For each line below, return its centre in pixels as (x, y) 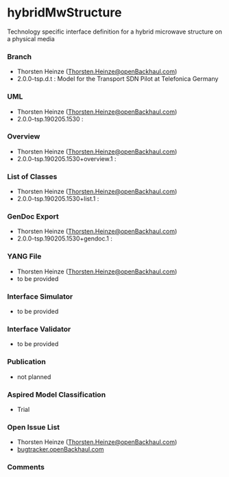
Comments (26, 467)
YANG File (24, 256)
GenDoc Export (33, 217)
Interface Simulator (40, 296)
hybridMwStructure (64, 13)
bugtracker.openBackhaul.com (60, 450)
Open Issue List (34, 427)
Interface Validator (39, 329)
